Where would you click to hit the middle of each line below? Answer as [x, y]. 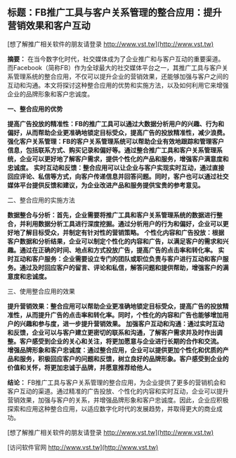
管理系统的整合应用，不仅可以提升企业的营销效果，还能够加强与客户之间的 [121, 76]
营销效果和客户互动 [49, 26]
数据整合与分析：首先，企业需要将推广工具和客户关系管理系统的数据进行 [112, 215]
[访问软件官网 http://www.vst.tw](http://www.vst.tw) [83, 447]
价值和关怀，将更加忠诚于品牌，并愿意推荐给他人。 [81, 368]
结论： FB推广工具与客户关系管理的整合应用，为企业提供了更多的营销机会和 [117, 382]
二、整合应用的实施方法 [41, 200]
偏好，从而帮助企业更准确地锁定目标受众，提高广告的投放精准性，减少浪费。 [118, 133]
